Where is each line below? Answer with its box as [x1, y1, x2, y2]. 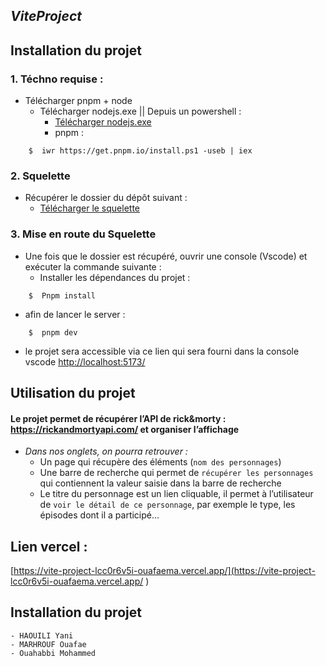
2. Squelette [10, 169, 71, 183]
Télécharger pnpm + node [24, 95, 133, 107]
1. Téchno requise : [10, 72, 104, 86]
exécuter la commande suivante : [24, 260, 162, 273]
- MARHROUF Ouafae [10, 639, 87, 649]
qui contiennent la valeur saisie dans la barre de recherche [39, 477, 282, 489]
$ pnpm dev [28, 327, 78, 338]
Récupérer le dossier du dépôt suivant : [24, 192, 188, 204]
